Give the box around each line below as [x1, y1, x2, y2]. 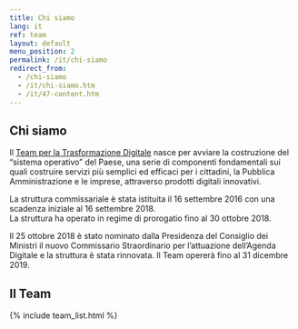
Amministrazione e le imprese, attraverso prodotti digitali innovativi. [9, 176, 262, 187]
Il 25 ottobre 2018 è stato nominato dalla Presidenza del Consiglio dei [9, 231, 269, 242]
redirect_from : [9, 65, 67, 74]
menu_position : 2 [9, 47, 75, 56]
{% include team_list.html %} [9, 310, 118, 321]
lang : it [9, 22, 43, 31]
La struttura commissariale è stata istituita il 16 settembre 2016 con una [9, 194, 275, 204]
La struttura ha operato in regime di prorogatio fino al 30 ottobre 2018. [9, 213, 272, 224]
